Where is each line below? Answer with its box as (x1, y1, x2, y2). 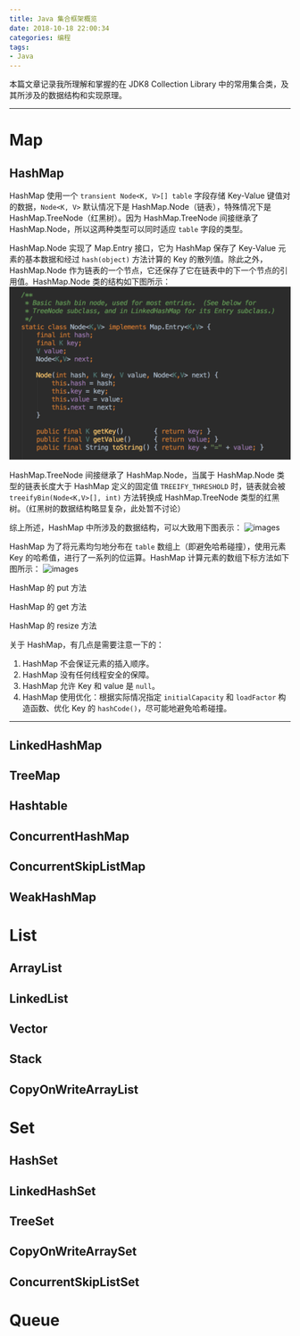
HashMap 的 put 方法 (9, 583, 87, 593)
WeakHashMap (9, 889, 96, 905)
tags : (9, 43, 29, 52)
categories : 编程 (9, 33, 71, 42)
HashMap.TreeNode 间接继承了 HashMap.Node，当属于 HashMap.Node (9, 469, 275, 481)
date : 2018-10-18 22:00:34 (9, 23, 110, 33)
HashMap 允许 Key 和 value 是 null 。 (21, 681, 161, 692)
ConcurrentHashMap (9, 828, 129, 843)
